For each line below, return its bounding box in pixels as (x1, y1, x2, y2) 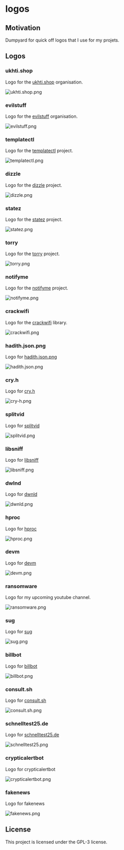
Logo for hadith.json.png (5, 354, 57, 360)
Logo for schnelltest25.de (5, 732, 60, 738)
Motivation (5, 24, 41, 32)
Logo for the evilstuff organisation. (5, 113, 78, 119)
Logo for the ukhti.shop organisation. (5, 79, 83, 85)
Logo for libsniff (5, 457, 39, 463)
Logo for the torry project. (5, 251, 60, 257)
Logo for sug (5, 629, 32, 635)
